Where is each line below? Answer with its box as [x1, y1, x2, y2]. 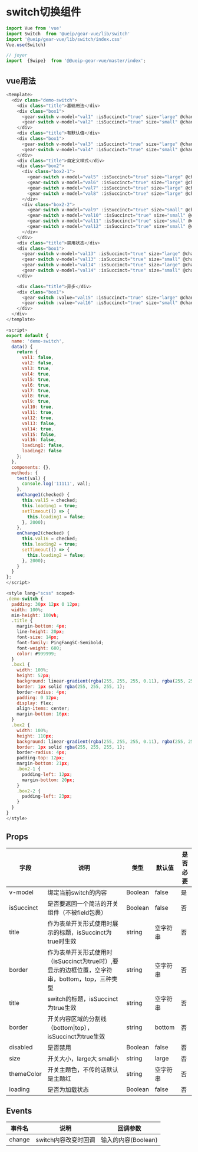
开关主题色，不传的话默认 [47, 1065, 119, 1073]
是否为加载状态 [47, 1085, 90, 1094]
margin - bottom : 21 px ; [16, 761, 70, 766]
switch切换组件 [6, 5, 81, 19]
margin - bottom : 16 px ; [16, 711, 70, 717]
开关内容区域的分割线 [47, 1014, 107, 1023]
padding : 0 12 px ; [16, 694, 60, 700]
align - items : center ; [16, 706, 70, 712]
